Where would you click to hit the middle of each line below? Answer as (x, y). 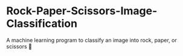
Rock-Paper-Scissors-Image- (82, 11)
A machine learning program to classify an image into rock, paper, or (91, 40)
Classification (42, 24)
